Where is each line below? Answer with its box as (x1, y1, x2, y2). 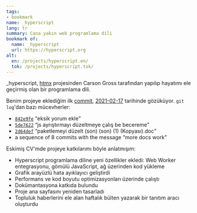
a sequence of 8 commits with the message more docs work (14, 134, 165, 141)
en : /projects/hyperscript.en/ (11, 58, 89, 64)
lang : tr (6, 25, 28, 31)
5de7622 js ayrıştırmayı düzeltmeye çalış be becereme (14, 122, 147, 129)
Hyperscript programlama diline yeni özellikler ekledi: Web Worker (14, 157, 176, 164)
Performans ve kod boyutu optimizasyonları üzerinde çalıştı (14, 175, 160, 183)
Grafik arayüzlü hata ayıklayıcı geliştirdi (14, 169, 111, 176)
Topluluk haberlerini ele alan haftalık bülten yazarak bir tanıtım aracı (14, 194, 179, 201)
